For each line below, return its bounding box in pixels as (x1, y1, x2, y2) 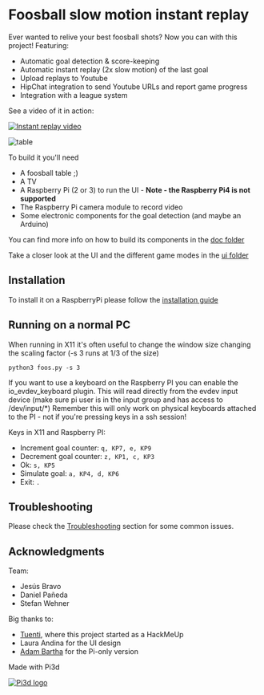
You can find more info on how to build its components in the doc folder (8, 234, 245, 244)
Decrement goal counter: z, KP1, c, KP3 (19, 451, 154, 461)
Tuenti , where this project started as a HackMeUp (19, 630, 184, 640)
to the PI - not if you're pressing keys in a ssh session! (8, 412, 187, 421)
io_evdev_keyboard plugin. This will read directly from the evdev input (8, 386, 238, 396)
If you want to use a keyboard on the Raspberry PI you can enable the (8, 377, 238, 387)
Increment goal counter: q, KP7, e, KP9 (19, 443, 152, 453)
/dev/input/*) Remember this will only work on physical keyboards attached (8, 403, 257, 413)
